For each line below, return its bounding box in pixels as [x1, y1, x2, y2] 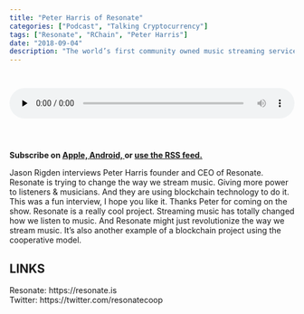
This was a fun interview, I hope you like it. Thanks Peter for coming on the [9, 196, 288, 207]
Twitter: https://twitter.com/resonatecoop [9, 294, 163, 305]
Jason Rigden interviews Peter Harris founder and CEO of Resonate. [9, 167, 264, 178]
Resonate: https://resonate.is [9, 284, 118, 295]
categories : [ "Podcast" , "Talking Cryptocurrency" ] [9, 22, 208, 31]
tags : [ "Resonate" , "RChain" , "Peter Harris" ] [9, 30, 188, 39]
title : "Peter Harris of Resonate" [9, 13, 144, 23]
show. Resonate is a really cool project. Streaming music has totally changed [9, 205, 295, 217]
